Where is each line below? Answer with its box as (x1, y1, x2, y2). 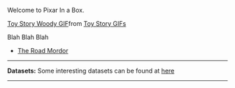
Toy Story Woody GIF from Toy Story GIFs (7, 20, 127, 27)
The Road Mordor (17, 47, 69, 54)
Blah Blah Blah (7, 33, 49, 41)
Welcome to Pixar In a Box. (7, 6, 85, 14)
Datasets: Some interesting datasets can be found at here (7, 66, 175, 75)
